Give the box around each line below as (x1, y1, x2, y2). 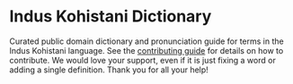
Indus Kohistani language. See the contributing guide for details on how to (9, 45, 284, 55)
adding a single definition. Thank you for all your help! (9, 64, 209, 75)
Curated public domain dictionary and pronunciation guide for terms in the (9, 36, 285, 46)
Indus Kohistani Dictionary (9, 6, 212, 27)
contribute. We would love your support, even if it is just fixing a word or (9, 55, 276, 65)
